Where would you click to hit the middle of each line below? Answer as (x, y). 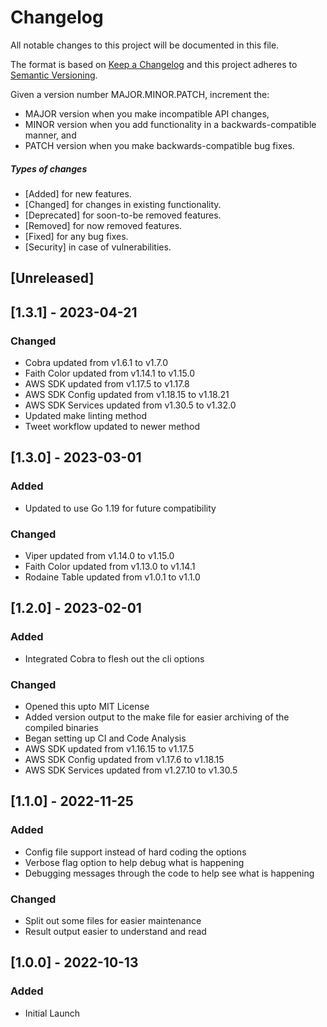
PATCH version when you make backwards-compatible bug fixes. (159, 145)
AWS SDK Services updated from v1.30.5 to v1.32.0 (130, 405)
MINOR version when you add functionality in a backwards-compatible (170, 124)
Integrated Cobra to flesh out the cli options (114, 658)
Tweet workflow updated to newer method (112, 426)
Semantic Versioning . (54, 75)
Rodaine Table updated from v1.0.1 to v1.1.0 (112, 577)
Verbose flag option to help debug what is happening (134, 862)
